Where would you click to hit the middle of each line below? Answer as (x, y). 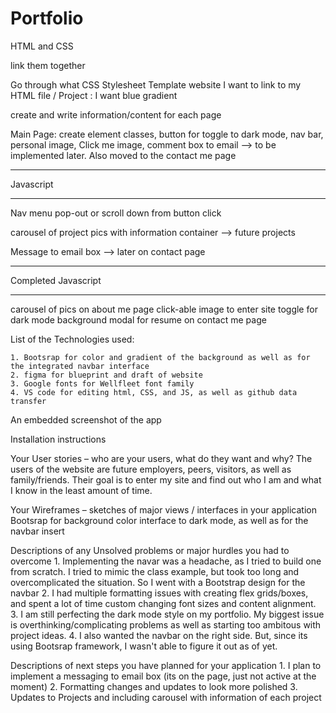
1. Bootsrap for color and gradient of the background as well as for (160, 357)
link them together (48, 65)
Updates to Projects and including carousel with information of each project (166, 697)
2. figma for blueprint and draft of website (106, 375)
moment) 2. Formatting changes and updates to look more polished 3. (154, 686)
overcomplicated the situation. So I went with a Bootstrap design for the (158, 582)
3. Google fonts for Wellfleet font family (102, 383)
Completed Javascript (56, 280)
